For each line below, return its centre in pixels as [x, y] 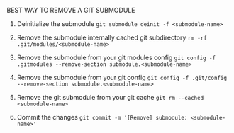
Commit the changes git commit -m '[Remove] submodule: [102, 117]
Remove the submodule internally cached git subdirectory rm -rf [112, 37]
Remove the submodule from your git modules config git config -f [116, 57]
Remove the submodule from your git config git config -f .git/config [122, 77]
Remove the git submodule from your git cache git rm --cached [110, 97]
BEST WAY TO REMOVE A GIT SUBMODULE [71, 10]
